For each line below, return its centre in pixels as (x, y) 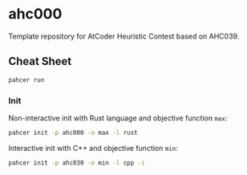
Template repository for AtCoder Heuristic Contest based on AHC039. (124, 36)
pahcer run (26, 80)
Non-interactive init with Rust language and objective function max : (118, 118)
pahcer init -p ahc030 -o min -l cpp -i (77, 163)
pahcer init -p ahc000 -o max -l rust (73, 132)
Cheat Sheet (40, 61)
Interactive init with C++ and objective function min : (93, 148)
